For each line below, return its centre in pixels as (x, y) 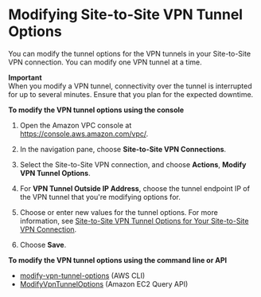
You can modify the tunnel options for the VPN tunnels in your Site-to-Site (130, 53)
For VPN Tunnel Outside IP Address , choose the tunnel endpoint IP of (135, 188)
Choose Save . (43, 244)
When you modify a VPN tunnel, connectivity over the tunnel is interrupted (130, 86)
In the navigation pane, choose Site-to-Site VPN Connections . (123, 149)
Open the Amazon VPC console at (76, 125)
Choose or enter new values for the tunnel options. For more (119, 212)
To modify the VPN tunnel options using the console (96, 110)
